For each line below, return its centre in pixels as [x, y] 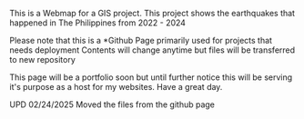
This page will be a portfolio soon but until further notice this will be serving [151, 77]
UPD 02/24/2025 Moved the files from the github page [112, 104]
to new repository [42, 59]
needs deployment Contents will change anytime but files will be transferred [152, 50]
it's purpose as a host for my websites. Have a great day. [116, 87]
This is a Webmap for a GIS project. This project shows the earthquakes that [152, 13]
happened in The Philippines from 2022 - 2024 [98, 23]
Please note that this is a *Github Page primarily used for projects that [141, 40]
